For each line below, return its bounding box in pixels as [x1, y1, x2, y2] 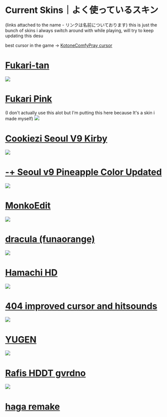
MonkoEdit [5, 200, 51, 211]
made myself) [5, 115, 33, 122]
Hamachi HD [5, 267, 58, 278]
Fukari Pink [5, 93, 52, 105]
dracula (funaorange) [5, 233, 95, 245]
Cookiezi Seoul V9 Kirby [5, 133, 108, 144]
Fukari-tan [5, 60, 50, 71]
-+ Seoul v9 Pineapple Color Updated [5, 166, 162, 178]
